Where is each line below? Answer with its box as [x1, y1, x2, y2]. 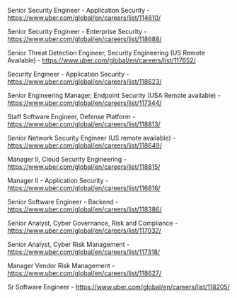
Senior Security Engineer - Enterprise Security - [7, 28, 147, 35]
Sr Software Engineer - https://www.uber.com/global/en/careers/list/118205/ [7, 283, 230, 291]
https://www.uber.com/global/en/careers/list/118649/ [7, 141, 163, 150]
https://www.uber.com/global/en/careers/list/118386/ [7, 205, 162, 214]
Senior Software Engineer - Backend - [7, 198, 119, 206]
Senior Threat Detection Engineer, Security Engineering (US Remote [7, 49, 205, 57]
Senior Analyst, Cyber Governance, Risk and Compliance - [7, 219, 178, 227]
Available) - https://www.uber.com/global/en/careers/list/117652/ [7, 56, 196, 65]
